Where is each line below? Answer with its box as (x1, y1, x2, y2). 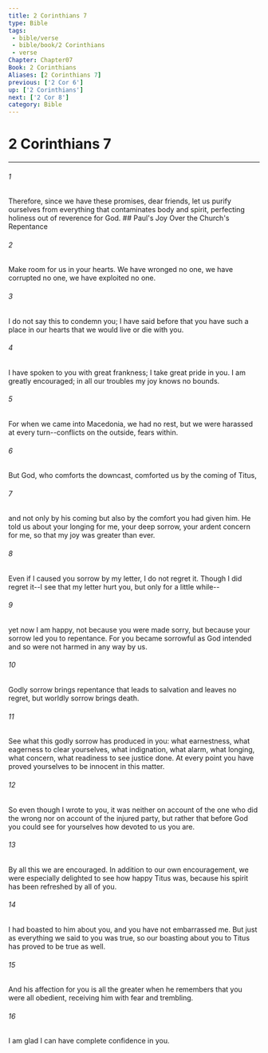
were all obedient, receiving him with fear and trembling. (8, 993, 194, 1003)
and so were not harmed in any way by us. (8, 641, 148, 651)
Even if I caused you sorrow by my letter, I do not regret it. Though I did (8, 574, 242, 583)
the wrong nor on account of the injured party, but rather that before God (8, 813, 249, 822)
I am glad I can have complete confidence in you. (8, 1036, 170, 1046)
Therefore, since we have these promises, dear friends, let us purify (8, 196, 231, 206)
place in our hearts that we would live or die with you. (8, 325, 184, 334)
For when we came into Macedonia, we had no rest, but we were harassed (8, 420, 254, 429)
